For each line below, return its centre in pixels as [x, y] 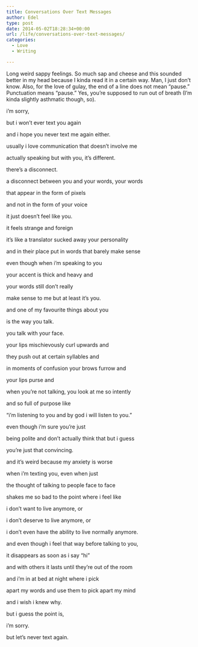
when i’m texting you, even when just [52, 473]
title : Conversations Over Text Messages [59, 12]
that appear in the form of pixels [46, 193]
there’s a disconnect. [32, 169]
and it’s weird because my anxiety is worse [60, 462]
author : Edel [23, 18]
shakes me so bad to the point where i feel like [64, 497]
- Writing [24, 51]
